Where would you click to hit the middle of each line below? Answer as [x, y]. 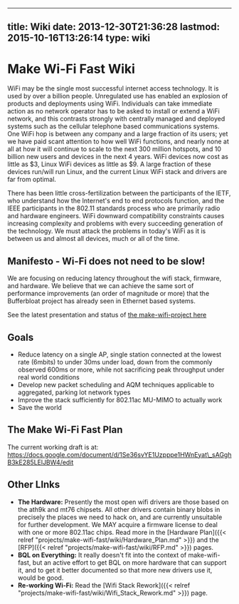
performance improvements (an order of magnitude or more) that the [108, 294]
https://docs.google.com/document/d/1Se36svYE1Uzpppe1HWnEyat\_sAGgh [119, 454]
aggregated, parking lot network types [74, 392]
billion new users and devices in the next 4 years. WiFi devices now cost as [118, 157]
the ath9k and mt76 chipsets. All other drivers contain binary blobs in [119, 509]
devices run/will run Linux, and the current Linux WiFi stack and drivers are [117, 172]
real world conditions [48, 377]
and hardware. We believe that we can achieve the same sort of [101, 286]
